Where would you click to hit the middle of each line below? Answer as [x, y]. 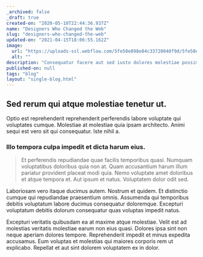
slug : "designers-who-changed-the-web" [56, 34]
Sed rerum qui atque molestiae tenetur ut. [86, 104]
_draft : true [23, 18]
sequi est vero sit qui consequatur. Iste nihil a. [63, 131]
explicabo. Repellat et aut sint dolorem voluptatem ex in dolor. [83, 248]
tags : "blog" [23, 74]
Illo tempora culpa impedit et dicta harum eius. [76, 147]
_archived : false [28, 12]
